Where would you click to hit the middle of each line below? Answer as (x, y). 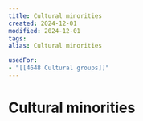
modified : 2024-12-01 (45, 31)
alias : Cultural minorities (55, 46)
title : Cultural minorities (55, 16)
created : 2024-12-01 (43, 23)
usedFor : (23, 60)
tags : (17, 38)
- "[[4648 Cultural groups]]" (59, 68)
